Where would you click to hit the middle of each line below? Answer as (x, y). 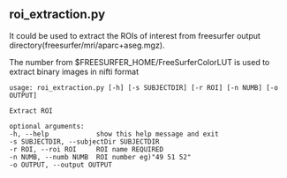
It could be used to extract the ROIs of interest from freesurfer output (135, 35)
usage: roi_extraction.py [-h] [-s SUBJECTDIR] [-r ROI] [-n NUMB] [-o (143, 87)
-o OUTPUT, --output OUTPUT (61, 165)
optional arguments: (47, 126)
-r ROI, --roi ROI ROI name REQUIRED (87, 149)
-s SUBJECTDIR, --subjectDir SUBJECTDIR (85, 141)
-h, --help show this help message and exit (114, 134)
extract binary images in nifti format (74, 71)
